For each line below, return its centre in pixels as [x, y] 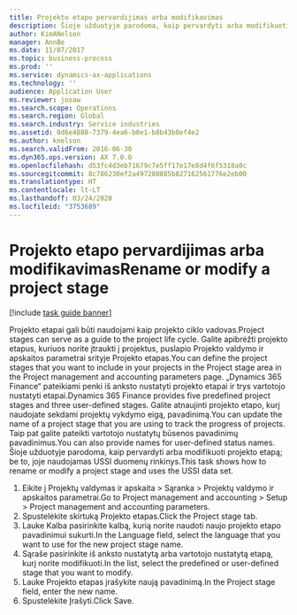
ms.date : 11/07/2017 [47, 50]
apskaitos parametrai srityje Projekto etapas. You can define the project [138, 357]
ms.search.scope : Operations [63, 108]
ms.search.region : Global [57, 116]
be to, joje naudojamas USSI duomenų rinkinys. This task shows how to [138, 461]
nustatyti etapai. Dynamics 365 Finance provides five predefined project [140, 396]
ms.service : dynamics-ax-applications [80, 75]
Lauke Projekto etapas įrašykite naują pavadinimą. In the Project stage [148, 581]
